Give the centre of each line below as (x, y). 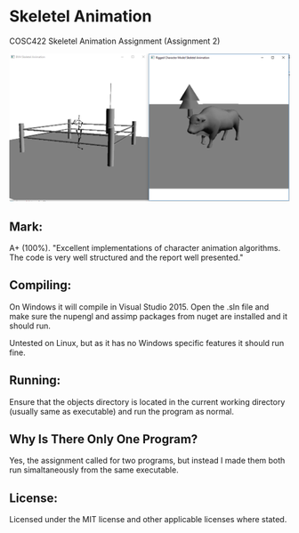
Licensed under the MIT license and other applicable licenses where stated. (148, 520)
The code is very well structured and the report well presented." (126, 258)
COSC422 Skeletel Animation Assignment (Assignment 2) (115, 41)
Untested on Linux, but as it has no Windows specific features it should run (147, 343)
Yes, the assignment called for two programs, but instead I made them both (147, 461)
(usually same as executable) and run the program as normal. (121, 411)
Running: (35, 380)
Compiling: (40, 285)
